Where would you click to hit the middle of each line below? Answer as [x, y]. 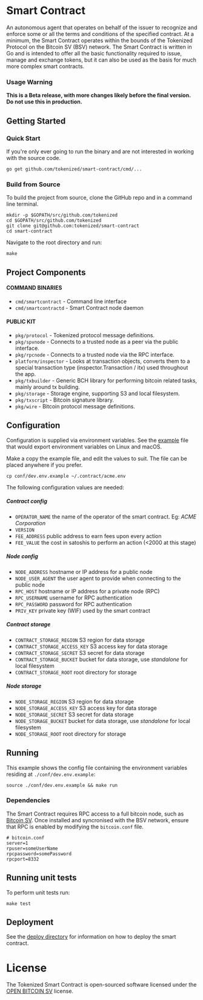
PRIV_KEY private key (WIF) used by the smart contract [82, 610]
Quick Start [23, 138]
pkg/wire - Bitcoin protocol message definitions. [75, 407]
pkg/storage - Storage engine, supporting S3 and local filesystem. [97, 394]
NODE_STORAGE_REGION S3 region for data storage [75, 701]
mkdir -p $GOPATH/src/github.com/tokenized [62, 215]
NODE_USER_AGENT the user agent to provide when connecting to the [98, 578]
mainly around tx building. [47, 387]
